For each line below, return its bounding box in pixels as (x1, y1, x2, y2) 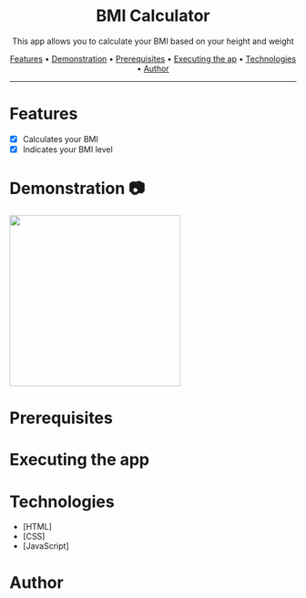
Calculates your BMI (22, 133, 98, 144)
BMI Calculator (96, 5, 210, 26)
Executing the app (9, 449, 150, 470)
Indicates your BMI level (22, 143, 114, 155)
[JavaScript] (22, 541, 70, 552)
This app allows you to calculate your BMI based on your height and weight (12, 36, 294, 46)
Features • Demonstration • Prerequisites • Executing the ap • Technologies (9, 53, 297, 64)
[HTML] (22, 521, 53, 532)
